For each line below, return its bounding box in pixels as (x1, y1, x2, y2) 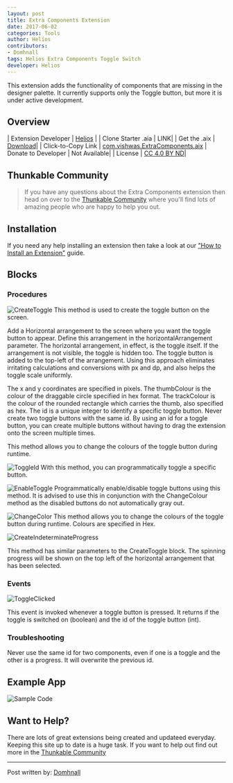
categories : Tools (7, 29, 60, 37)
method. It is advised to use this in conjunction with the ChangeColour (7, 491, 208, 500)
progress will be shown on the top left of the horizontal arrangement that (7, 554, 215, 562)
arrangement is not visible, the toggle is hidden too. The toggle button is (7, 349, 214, 357)
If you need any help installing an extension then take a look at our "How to (7, 242, 222, 250)
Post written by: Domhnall (7, 768, 81, 776)
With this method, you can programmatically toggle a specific (40, 463, 216, 471)
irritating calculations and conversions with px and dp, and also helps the (7, 363, 216, 372)
